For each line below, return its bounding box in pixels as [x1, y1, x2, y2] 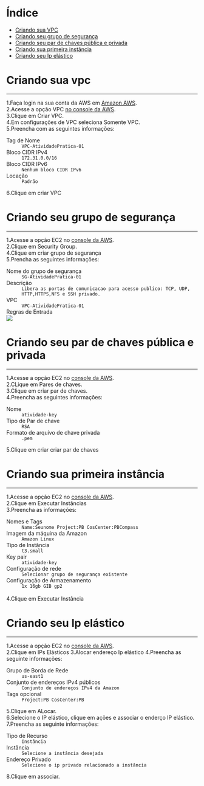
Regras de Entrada [6, 308, 53, 315]
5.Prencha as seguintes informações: [6, 255, 100, 263]
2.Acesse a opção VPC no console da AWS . [6, 105, 116, 112]
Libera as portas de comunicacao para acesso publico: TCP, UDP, [21, 286, 190, 292]
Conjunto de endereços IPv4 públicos [6, 678, 101, 686]
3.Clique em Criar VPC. [6, 112, 64, 119]
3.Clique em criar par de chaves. [6, 387, 88, 395]
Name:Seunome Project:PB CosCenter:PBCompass [21, 524, 138, 530]
